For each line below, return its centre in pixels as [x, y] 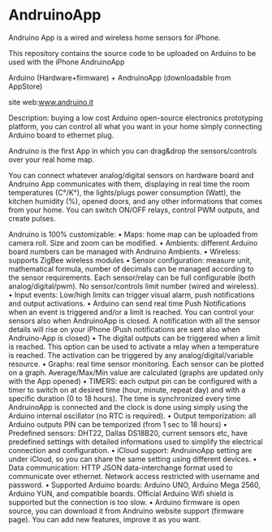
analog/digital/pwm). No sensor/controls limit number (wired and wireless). [134, 286]
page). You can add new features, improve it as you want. [105, 519]
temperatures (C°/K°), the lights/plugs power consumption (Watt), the [125, 192]
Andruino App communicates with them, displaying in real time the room [129, 184]
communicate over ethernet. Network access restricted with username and [134, 476]
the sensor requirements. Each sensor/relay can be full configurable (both [132, 277]
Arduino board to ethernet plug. [61, 135]
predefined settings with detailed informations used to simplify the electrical [136, 442]
